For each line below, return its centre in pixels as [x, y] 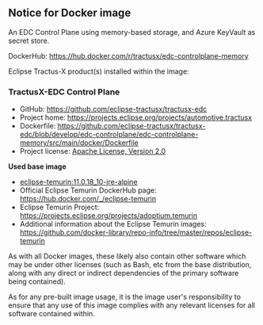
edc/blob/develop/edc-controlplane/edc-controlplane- [109, 135]
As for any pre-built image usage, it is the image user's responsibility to [125, 297]
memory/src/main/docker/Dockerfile [79, 143]
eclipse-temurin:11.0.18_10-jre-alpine [78, 182]
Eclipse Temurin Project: [59, 207]
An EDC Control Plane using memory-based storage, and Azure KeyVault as [132, 32]
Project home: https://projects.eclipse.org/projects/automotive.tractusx [135, 117]
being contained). [37, 281]
